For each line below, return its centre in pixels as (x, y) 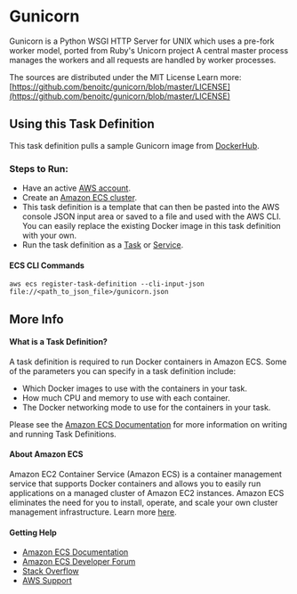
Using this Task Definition (82, 124)
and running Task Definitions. (63, 434)
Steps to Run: (39, 168)
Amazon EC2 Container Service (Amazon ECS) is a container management (146, 475)
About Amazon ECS (46, 454)
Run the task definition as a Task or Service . (103, 245)
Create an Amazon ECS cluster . (80, 198)
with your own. (49, 236)
